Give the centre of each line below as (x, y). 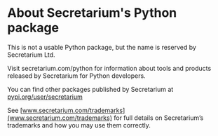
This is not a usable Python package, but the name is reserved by (102, 47)
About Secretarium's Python (92, 13)
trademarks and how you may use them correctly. (79, 125)
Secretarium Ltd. (31, 55)
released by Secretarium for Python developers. (76, 76)
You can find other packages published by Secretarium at (90, 89)
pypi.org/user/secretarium (45, 97)
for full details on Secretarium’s (159, 118)
